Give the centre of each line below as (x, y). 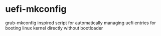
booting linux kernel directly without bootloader (54, 28)
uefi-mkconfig (36, 9)
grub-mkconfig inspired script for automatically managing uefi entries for (81, 23)
